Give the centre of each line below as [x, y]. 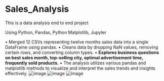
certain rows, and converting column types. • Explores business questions [82, 52]
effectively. [17, 73]
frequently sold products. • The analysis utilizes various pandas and [76, 63]
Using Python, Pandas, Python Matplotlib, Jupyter [56, 32]
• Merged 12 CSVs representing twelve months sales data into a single [77, 42]
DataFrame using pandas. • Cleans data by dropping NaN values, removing [82, 47]
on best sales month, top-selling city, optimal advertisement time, [74, 57]
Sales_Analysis [37, 9]
